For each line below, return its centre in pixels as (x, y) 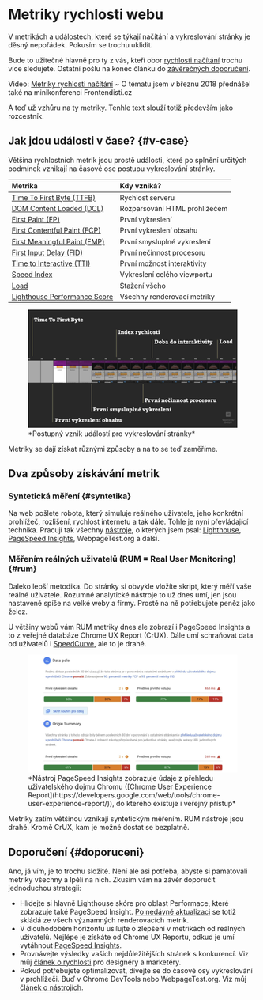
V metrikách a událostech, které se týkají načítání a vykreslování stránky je (130, 36)
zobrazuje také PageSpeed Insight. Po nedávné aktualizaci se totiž (128, 912)
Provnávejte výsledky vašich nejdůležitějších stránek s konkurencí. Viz (134, 954)
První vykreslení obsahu (159, 230)
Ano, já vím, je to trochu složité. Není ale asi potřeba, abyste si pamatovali (128, 871)
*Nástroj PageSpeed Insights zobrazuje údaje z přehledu (121, 778)
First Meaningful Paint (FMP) (58, 241)
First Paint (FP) (36, 220)
